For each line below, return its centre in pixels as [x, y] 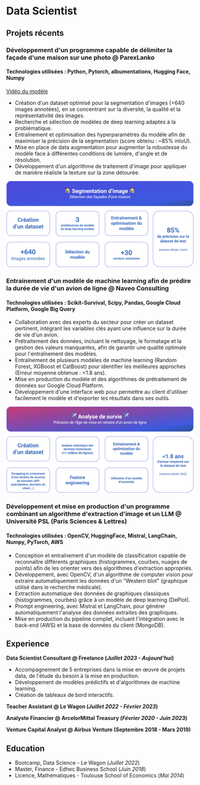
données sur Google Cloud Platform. [60, 385]
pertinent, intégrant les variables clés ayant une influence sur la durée [100, 329]
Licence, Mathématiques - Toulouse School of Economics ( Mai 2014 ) [99, 775]
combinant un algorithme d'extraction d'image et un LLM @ [94, 514]
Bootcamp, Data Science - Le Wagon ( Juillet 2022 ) [77, 763]
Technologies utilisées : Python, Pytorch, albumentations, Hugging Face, [98, 72]
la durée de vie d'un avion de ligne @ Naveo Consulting [87, 288]
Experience [28, 643]
